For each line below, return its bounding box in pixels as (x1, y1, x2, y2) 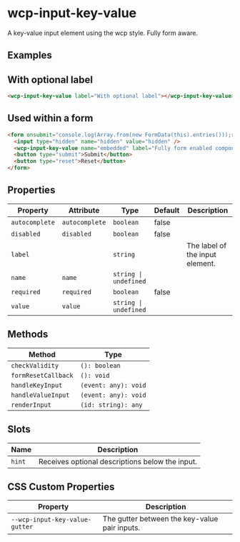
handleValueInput (11, 391, 70, 399)
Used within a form (7, 112, 94, 124)
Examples (7, 49, 52, 61)
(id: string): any (80, 401, 143, 408)
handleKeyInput (11, 381, 63, 389)
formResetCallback (11, 371, 74, 379)
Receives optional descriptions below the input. (38, 456, 198, 466)
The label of (186, 241, 227, 251)
